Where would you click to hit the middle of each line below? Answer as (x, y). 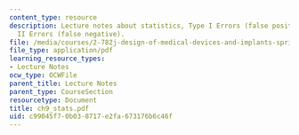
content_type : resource (53, 17)
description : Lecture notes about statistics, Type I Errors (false (139, 26)
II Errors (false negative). (71, 34)
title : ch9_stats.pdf (49, 108)
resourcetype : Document (53, 100)
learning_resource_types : (57, 59)
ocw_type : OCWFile (43, 75)
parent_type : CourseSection (61, 91)
